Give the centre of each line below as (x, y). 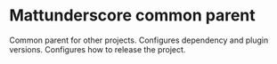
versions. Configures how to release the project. (98, 49)
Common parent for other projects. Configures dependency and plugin (139, 40)
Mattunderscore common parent (132, 16)
